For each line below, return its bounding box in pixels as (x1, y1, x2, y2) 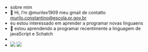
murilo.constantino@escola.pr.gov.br (10, 15, 87, 20)
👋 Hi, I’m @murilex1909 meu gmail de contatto (10, 9, 106, 15)
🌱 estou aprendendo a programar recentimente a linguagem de (10, 25, 141, 31)
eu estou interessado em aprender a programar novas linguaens (10, 20, 143, 26)
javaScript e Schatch (10, 31, 53, 36)
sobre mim (10, 4, 33, 10)
